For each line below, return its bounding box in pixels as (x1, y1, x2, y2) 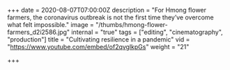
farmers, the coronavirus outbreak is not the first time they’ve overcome (7, 13, 214, 21)
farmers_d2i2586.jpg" (7, 28, 70, 36)
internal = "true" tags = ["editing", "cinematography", (71, 28, 223, 36)
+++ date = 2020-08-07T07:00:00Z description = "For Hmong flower (7, 6, 207, 14)
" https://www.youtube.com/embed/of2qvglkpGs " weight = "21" (7, 43, 190, 51)
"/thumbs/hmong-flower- (95, 21, 169, 28)
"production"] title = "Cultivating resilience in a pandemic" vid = (7, 35, 190, 44)
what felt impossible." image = (7, 21, 94, 28)
